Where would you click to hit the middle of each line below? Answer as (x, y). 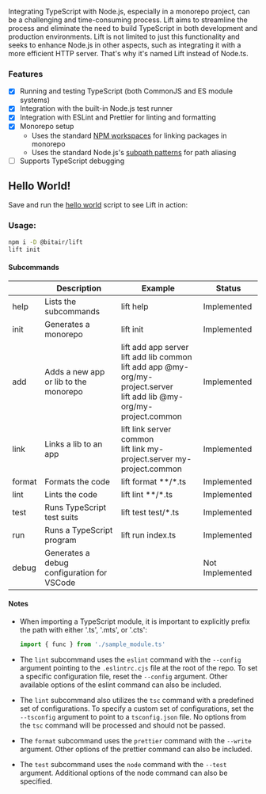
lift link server (146, 429)
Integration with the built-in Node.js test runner (96, 108)
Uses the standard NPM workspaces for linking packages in (129, 135)
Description (79, 288)
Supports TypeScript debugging (72, 161)
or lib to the (66, 382)
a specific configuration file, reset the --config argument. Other (123, 676)
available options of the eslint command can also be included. (120, 685)
